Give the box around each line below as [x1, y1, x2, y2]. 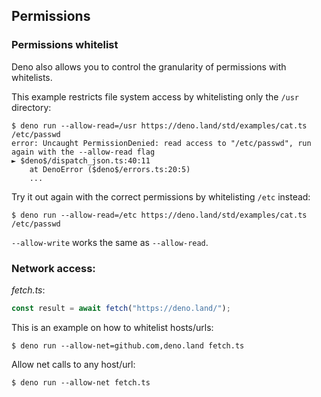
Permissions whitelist [11, 38, 119, 52]
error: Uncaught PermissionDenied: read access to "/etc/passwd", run [11, 138, 312, 148]
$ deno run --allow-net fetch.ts [11, 377, 151, 388]
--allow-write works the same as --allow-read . [11, 236, 209, 248]
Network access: [11, 261, 96, 275]
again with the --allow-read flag [11, 147, 156, 157]
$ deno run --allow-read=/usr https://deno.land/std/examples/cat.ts [11, 120, 308, 131]
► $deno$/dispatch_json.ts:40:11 [11, 155, 151, 166]
